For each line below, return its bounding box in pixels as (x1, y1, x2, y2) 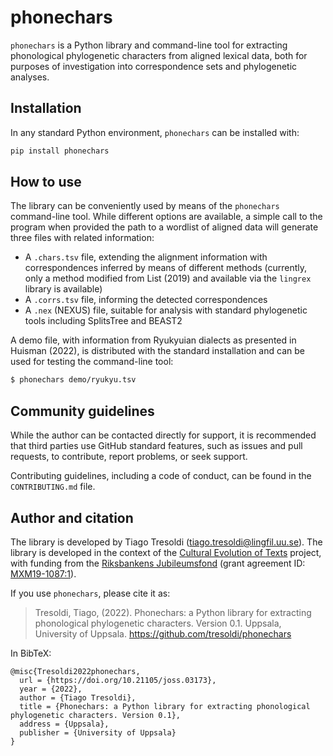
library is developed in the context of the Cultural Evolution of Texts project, (10, 546, 322, 558)
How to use (10, 174, 82, 191)
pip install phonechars (10, 146, 110, 156)
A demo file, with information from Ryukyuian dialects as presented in (10, 334, 297, 346)
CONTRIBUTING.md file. (10, 481, 96, 493)
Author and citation (10, 509, 134, 526)
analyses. (10, 71, 50, 83)
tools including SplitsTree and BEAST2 (24, 315, 183, 327)
